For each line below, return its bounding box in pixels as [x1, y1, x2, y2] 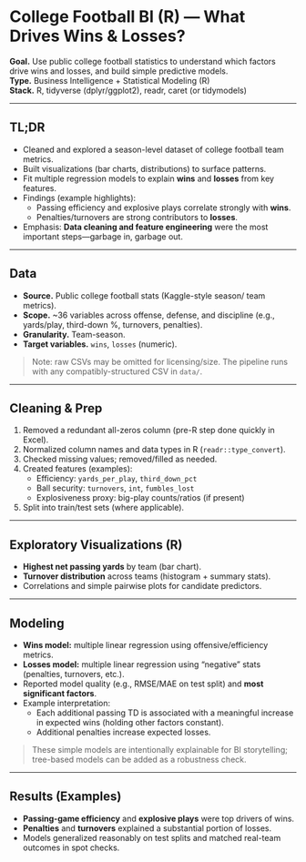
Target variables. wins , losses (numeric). [22, 339, 178, 350]
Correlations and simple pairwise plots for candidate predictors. [22, 581, 262, 592]
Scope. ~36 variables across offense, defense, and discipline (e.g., [22, 309, 275, 320]
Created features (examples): [22, 463, 133, 474]
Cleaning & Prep [9, 401, 103, 416]
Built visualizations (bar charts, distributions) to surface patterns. [22, 163, 267, 174]
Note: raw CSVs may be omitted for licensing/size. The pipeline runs [31, 356, 289, 367]
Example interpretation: [22, 698, 111, 708]
